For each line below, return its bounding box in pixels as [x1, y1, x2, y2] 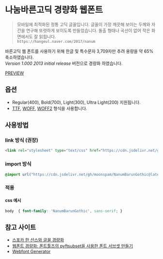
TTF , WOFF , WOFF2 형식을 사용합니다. [12, 105, 87, 111]
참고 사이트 [5, 223, 36, 231]
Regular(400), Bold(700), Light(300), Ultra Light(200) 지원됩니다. [12, 99, 141, 105]
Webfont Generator [12, 249, 51, 255]
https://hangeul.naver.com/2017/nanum [16, 39, 96, 44]
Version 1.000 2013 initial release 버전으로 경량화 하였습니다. [5, 60, 123, 66]
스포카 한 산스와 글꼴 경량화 [12, 237, 65, 243]
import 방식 [5, 161, 32, 167]
